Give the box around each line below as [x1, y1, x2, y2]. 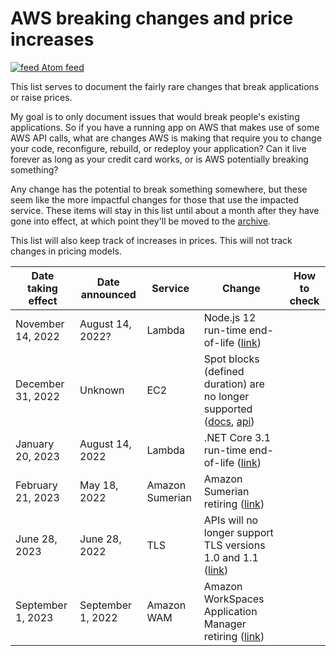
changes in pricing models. [10, 245, 122, 257]
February [15, 478, 58, 492]
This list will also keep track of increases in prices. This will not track [10, 234, 293, 246]
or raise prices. [10, 91, 73, 103]
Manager [203, 617, 247, 631]
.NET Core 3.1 [203, 430, 272, 444]
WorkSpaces [203, 592, 265, 606]
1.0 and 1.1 [203, 550, 259, 564]
